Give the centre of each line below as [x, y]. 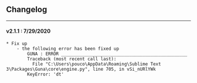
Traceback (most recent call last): [72, 59]
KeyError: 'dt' [46, 75]
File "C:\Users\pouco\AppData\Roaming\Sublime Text [96, 64]
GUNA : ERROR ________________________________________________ [107, 54]
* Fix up [17, 44]
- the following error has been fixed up [68, 49]
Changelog [27, 10]
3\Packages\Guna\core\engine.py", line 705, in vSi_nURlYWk [81, 70]
